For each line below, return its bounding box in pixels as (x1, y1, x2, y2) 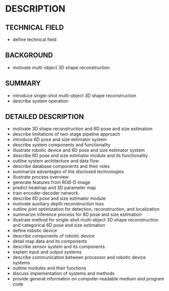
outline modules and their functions (12, 265, 87, 271)
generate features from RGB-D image (12, 180, 91, 186)
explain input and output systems (12, 249, 82, 255)
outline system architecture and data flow (12, 158, 99, 164)
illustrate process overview (12, 174, 69, 180)
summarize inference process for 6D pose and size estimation (12, 211, 142, 217)
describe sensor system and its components (12, 244, 105, 250)
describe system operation (12, 98, 69, 104)
